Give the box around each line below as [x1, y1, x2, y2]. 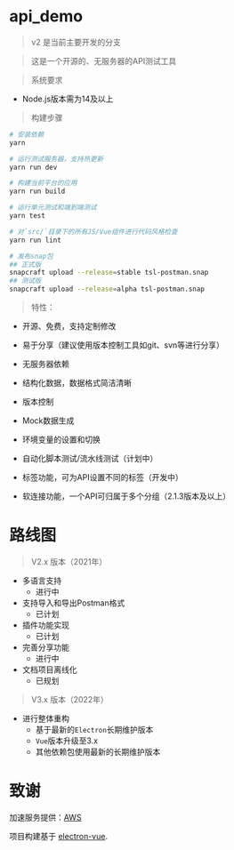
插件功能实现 [21, 620, 69, 630]
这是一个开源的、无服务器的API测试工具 [30, 55, 177, 66]
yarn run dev [9, 163, 58, 172]
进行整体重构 [21, 713, 69, 724]
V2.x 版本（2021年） [30, 557, 108, 566]
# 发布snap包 [9, 252, 53, 261]
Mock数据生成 [21, 415, 75, 426]
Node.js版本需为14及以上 [21, 93, 114, 104]
